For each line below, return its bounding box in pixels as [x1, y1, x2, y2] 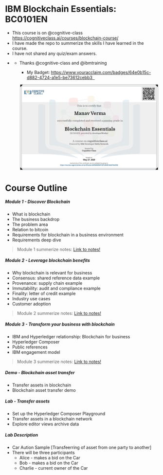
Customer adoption [12, 301, 51, 307]
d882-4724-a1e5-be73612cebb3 [26, 74, 92, 80]
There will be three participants [12, 449, 75, 456]
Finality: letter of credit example [12, 291, 76, 296]
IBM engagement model [12, 349, 60, 355]
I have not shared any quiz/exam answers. [12, 50, 97, 56]
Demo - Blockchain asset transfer [5, 370, 75, 376]
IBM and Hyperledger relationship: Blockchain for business [12, 333, 130, 339]
